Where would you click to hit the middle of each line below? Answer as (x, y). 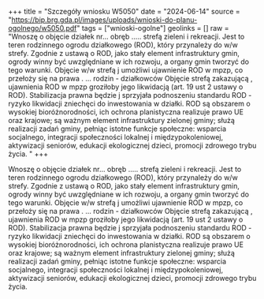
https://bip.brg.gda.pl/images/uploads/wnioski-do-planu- (104, 20)
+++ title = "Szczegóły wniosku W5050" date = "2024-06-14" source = (124, 11)
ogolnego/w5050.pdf (43, 28)
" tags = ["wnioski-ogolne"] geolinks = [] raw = (153, 28)
